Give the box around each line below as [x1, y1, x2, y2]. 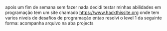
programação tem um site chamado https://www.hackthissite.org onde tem [5, 9, 160, 15]
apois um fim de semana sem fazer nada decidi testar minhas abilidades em [5, 4, 161, 10]
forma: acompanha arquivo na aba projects [5, 20, 94, 26]
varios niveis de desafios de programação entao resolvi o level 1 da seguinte [5, 15, 162, 20]
